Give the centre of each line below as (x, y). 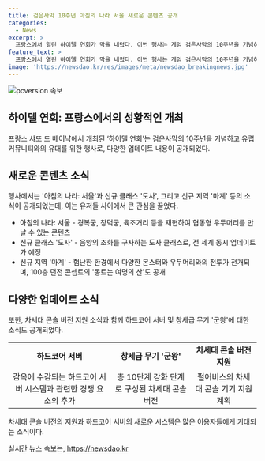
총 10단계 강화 (142, 377)
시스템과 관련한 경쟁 (60, 389)
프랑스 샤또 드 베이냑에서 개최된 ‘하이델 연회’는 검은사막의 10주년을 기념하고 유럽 (131, 138)
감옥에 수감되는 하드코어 (55, 377)
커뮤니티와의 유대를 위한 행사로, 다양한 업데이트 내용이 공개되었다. (109, 148)
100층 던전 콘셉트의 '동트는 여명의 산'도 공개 (98, 272)
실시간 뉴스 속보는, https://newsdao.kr (68, 448)
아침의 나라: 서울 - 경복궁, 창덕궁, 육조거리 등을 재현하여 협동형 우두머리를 (132, 223)
